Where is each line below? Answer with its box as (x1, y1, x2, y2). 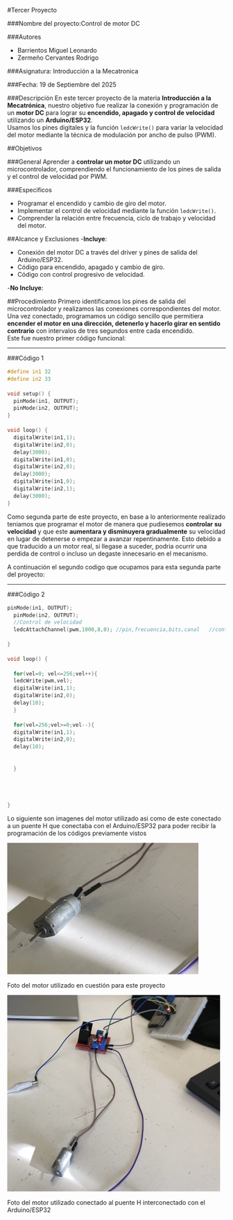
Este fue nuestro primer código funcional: (7, 334, 126, 342)
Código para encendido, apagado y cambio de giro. (17, 263, 165, 271)
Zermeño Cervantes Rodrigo (17, 53, 99, 62)
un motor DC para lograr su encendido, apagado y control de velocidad (7, 109, 215, 117)
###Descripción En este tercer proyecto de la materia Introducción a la (7, 94, 212, 102)
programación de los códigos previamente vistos (7, 829, 147, 838)
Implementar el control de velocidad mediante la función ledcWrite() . (17, 207, 216, 214)
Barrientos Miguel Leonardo (17, 46, 97, 54)
